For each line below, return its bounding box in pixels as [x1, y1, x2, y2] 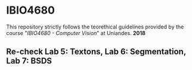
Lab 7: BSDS [6, 56, 52, 66]
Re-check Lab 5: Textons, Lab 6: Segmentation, [6, 47, 186, 57]
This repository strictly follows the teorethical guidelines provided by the [6, 23, 184, 30]
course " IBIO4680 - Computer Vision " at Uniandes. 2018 [6, 29, 146, 36]
